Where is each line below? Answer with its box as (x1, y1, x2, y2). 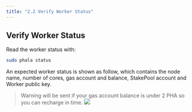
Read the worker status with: (6, 46, 76, 53)
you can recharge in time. (20, 99, 83, 106)
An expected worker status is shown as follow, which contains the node (6, 68, 180, 75)
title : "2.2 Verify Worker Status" (6, 8, 94, 15)
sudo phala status (6, 57, 51, 64)
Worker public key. (6, 81, 52, 88)
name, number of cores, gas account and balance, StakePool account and (6, 74, 187, 81)
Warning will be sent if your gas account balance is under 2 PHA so (20, 92, 185, 99)
